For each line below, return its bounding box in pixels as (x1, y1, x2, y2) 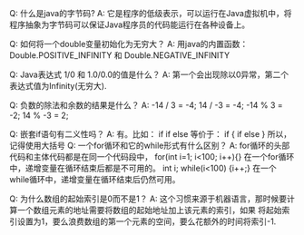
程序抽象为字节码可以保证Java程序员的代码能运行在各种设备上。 (9, 19, 250, 30)
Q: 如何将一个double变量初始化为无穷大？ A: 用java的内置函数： (9, 39, 249, 49)
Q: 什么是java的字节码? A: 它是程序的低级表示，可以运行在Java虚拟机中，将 (9, 8, 292, 18)
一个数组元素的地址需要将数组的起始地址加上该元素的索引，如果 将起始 (16, 205, 282, 215)
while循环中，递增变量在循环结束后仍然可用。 (9, 174, 181, 184)
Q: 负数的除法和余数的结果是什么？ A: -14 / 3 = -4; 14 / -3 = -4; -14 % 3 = (9, 100, 283, 111)
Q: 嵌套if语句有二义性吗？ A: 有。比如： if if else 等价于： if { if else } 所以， (9, 129, 292, 139)
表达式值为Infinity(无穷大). (9, 81, 107, 91)
